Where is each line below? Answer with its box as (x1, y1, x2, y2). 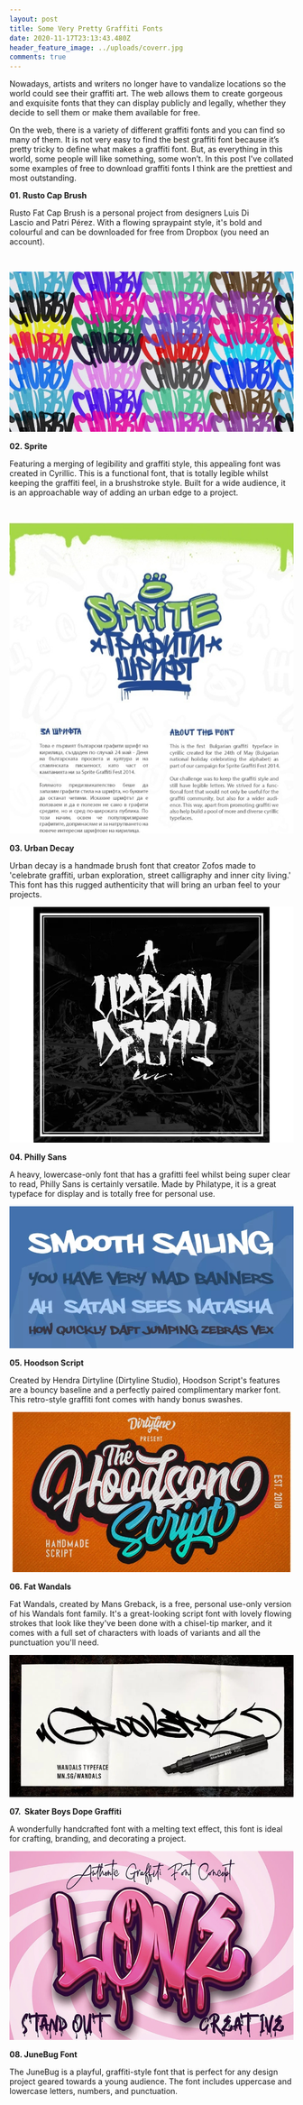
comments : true (9, 52, 67, 62)
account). (9, 236, 45, 247)
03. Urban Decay (9, 842, 75, 853)
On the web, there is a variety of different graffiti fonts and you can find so (9, 124, 286, 135)
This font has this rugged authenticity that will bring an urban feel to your (9, 879, 281, 890)
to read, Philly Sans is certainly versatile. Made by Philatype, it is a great (9, 1179, 277, 1190)
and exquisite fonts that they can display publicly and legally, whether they (9, 97, 287, 108)
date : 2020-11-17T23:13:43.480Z (9, 33, 131, 42)
